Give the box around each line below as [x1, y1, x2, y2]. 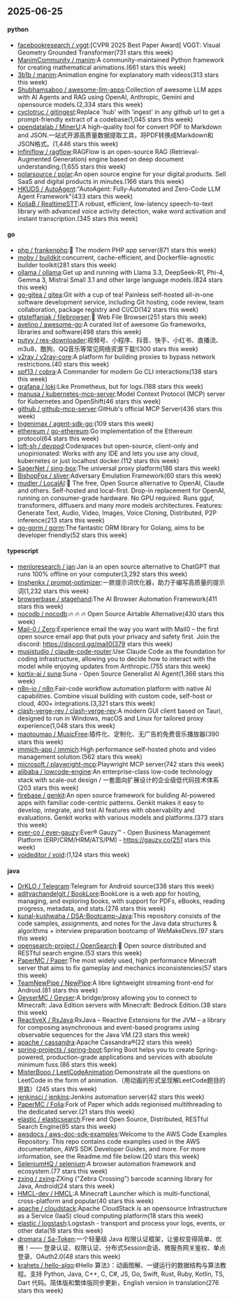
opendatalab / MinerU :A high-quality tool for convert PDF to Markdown [17, 122, 222, 131]
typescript [7, 547, 38, 555]
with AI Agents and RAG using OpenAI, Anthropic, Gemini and [17, 92, 195, 101]
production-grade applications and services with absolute [46, 1053, 213, 1062]
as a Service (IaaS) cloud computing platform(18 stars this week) [17, 1211, 204, 1220]
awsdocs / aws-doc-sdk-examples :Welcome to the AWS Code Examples [17, 1130, 227, 1139]
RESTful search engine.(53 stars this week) [17, 949, 142, 958]
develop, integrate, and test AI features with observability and [17, 806, 196, 814]
